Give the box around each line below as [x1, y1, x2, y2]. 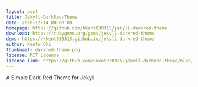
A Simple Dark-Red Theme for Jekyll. [6, 74, 96, 81]
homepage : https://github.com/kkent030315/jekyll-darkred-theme [6, 25, 167, 31]
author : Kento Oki [6, 42, 51, 48]
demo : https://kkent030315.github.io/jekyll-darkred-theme [6, 36, 154, 42]
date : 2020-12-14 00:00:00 [6, 19, 72, 25]
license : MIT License [6, 52, 60, 58]
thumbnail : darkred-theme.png [6, 47, 81, 53]
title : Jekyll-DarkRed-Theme [6, 14, 78, 20]
